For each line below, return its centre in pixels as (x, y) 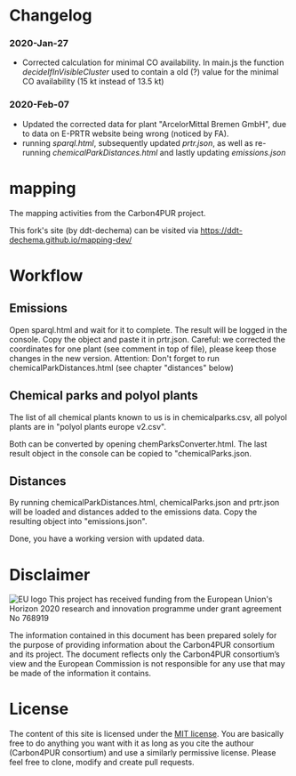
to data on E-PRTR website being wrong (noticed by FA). (125, 133)
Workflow (46, 275)
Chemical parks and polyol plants (104, 396)
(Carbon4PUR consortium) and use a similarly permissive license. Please (143, 753)
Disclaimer (50, 574)
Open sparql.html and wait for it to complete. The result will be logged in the (148, 329)
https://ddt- (221, 230)
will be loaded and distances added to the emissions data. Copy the (133, 512)
